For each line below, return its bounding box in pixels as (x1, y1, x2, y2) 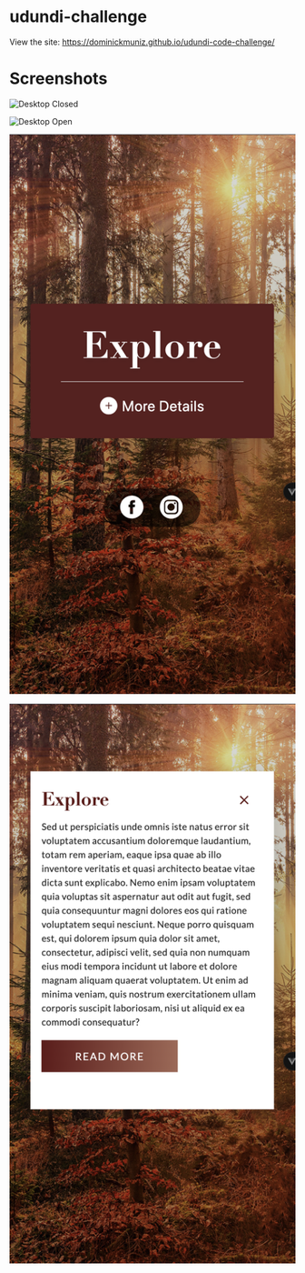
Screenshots (9, 68, 108, 89)
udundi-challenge (9, 6, 148, 27)
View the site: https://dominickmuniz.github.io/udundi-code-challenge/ (9, 36, 275, 47)
